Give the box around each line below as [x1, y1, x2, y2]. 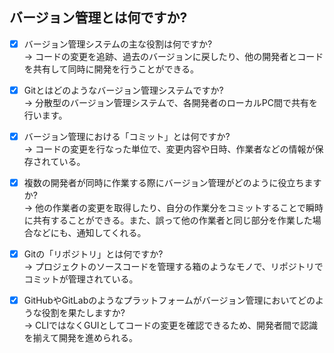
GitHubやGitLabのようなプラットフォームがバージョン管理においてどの [23, 294, 316, 307]
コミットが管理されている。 [23, 273, 139, 285]
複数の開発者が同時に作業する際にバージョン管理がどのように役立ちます [23, 177, 322, 188]
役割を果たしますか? [41, 307, 126, 319]
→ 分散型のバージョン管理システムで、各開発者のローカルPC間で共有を [23, 96, 318, 108]
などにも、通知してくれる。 [32, 227, 147, 239]
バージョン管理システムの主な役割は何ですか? [23, 38, 213, 50]
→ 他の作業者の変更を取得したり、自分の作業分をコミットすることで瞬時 [23, 202, 324, 214]
